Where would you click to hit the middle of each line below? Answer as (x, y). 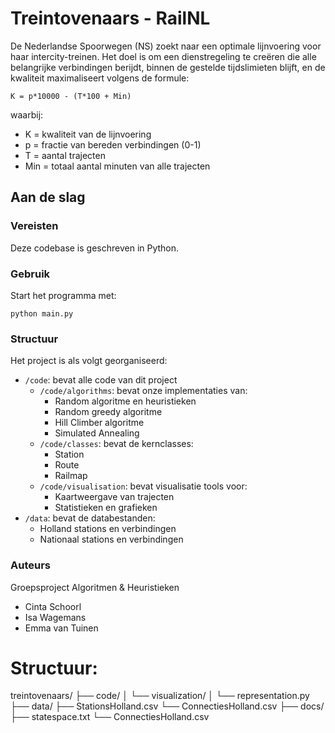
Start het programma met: (63, 295)
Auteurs (30, 565)
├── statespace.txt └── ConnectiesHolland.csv (110, 717)
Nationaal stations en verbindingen (111, 539)
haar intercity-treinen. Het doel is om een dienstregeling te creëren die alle (163, 56)
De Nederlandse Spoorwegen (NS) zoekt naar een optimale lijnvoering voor (166, 46)
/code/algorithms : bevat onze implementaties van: (143, 391)
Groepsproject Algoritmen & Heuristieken (95, 587)
